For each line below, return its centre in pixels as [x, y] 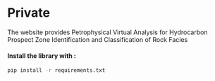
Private [29, 13]
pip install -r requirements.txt [56, 71]
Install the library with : [42, 56]
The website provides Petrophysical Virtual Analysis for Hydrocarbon [107, 32]
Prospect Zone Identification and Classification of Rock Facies [98, 39]
